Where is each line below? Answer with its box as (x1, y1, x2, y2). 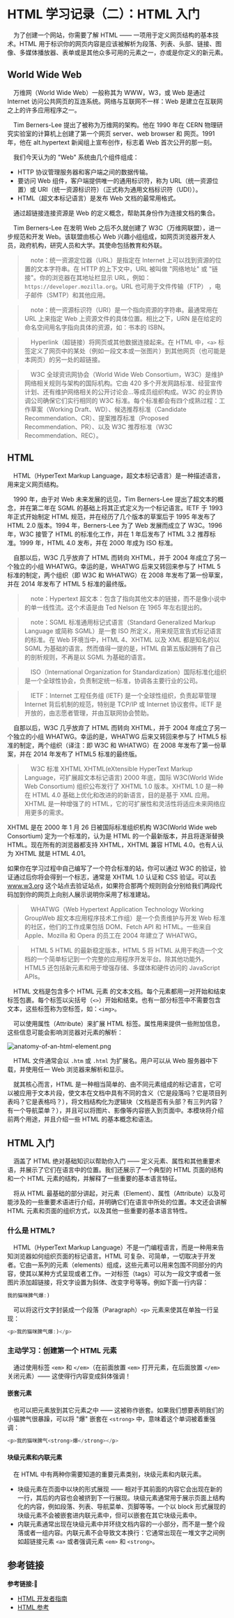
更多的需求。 (30, 808, 68, 817)
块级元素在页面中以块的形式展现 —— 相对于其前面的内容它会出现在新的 (17, 1485, 223, 1493)
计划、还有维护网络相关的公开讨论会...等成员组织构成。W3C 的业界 (24, 387, 217, 396)
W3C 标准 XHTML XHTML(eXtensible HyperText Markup (30, 764, 193, 773)
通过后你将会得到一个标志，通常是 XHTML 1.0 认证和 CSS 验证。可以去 (13, 873, 217, 881)
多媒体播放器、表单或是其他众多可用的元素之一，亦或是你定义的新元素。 (19, 48, 227, 57)
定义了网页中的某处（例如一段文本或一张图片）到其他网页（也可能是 (30, 346, 226, 355)
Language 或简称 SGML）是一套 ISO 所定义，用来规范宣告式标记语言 (24, 626, 222, 635)
